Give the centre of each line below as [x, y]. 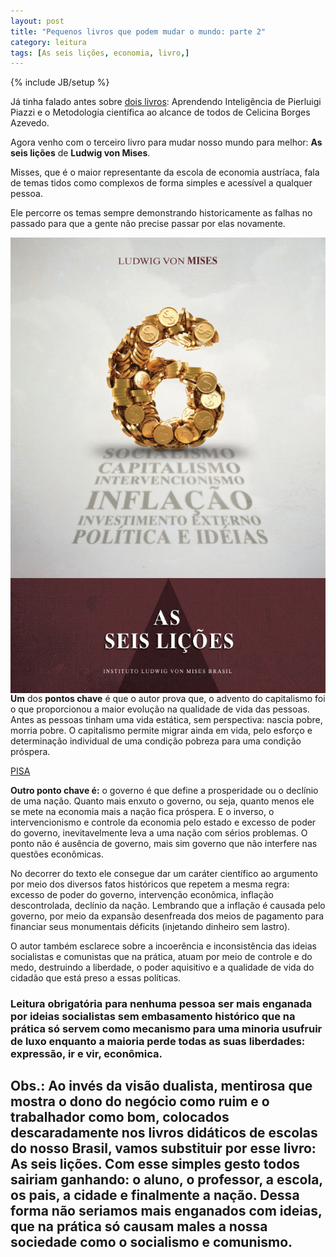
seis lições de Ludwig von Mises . [80, 153]
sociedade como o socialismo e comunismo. [151, 1242]
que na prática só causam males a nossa [139, 1226]
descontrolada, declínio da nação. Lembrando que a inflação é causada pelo [168, 905]
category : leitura [48, 42]
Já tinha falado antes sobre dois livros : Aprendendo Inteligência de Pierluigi [166, 102]
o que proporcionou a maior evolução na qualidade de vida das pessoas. [160, 709]
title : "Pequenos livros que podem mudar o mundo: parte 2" [138, 31]
